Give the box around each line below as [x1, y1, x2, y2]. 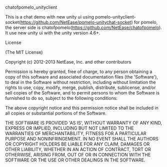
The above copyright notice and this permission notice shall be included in [5, 105, 158, 110]
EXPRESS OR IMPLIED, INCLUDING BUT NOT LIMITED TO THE [5, 125, 134, 131]
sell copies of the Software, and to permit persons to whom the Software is [5, 90, 160, 95]
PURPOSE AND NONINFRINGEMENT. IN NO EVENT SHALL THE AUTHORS [5, 136, 159, 141]
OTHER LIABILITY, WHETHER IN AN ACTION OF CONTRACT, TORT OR [5, 146, 151, 152]
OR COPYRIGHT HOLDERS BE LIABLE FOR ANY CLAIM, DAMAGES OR [5, 141, 150, 147]
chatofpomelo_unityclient [5, 4, 57, 10]
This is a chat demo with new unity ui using [5, 14, 94, 19]
